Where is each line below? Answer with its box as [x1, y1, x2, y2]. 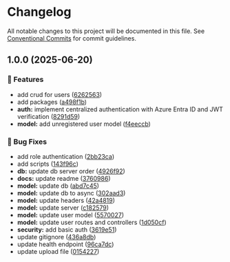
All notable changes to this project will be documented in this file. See [7, 27, 205, 35]
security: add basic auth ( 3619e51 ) [17, 225, 117, 234]
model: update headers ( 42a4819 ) [17, 196, 116, 204]
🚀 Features [7, 75, 44, 85]
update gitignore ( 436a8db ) [17, 232, 96, 241]
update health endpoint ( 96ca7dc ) [17, 240, 114, 248]
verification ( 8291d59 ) [17, 112, 81, 120]
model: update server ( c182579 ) [17, 204, 109, 212]
